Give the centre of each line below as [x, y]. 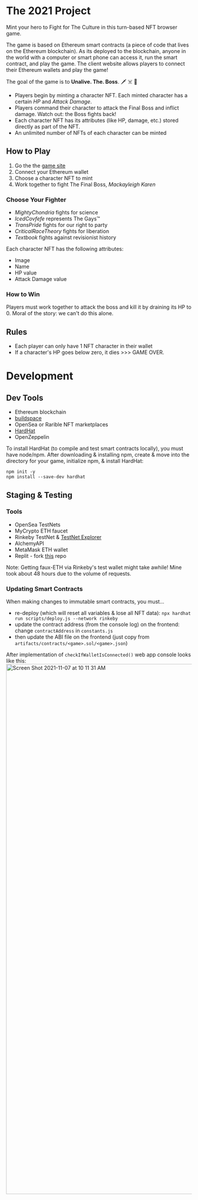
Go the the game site [40, 166]
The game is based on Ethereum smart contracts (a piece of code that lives [98, 45]
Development [40, 376]
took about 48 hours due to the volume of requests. [69, 573]
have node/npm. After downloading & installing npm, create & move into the [98, 455]
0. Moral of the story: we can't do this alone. [60, 313]
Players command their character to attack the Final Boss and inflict [97, 108]
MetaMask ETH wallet [41, 550]
